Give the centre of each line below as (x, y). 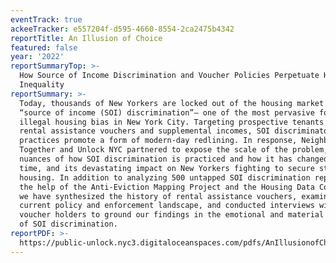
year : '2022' (37, 57)
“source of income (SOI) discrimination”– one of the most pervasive (167, 112)
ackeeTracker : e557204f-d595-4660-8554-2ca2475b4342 (122, 29)
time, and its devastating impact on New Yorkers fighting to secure (167, 168)
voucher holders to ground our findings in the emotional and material (172, 215)
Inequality (42, 85)
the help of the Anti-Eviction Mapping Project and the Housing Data (167, 187)
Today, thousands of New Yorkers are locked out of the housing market (172, 103)
